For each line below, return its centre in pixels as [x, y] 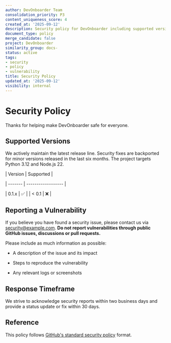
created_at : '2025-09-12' [33, 24]
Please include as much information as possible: [56, 243]
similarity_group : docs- [32, 48]
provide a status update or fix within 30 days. [53, 307]
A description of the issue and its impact [55, 253]
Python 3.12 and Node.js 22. [35, 164]
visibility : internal [28, 86]
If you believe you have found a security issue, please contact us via [77, 223]
